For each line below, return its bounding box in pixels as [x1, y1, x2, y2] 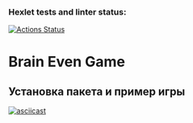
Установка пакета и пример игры [8, 84, 186, 98]
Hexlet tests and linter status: [8, 6, 127, 18]
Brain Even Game [8, 53, 125, 71]
